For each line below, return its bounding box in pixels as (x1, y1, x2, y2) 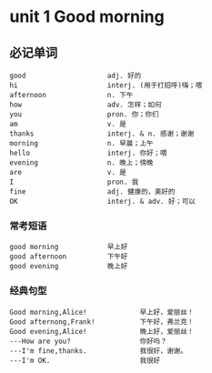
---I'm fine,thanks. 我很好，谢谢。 (9, 346, 188, 356)
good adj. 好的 (9, 71, 142, 80)
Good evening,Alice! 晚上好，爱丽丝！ (9, 327, 195, 336)
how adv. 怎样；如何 (9, 100, 162, 109)
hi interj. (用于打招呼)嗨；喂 (9, 81, 203, 90)
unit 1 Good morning (9, 6, 166, 27)
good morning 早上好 (9, 243, 128, 252)
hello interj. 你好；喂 (9, 148, 167, 157)
